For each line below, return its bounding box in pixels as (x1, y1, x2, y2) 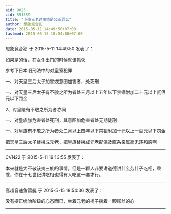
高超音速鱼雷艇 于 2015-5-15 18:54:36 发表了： (5, 187, 103, 193)
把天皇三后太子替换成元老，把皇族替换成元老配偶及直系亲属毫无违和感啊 (5, 139, 157, 145)
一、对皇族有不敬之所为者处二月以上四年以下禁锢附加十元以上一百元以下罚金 (5, 128, 166, 134)
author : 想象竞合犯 (5, 21, 43, 27)
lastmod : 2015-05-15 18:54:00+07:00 (5, 31, 83, 36)
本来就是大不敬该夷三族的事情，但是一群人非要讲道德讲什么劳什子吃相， (5, 165, 157, 171)
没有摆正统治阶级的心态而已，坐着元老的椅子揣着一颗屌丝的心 (5, 198, 135, 204)
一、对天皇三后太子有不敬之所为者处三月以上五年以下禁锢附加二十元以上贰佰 (5, 89, 166, 95)
